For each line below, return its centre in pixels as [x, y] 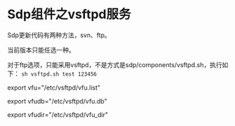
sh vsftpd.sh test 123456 [59, 74]
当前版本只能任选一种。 [41, 50]
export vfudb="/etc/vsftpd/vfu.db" [57, 101]
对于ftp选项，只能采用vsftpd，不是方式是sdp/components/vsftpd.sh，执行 [115, 64]
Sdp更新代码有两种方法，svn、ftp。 [59, 35]
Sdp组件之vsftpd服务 [69, 14]
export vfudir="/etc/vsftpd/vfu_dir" [58, 114]
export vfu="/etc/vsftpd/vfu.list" [54, 87]
